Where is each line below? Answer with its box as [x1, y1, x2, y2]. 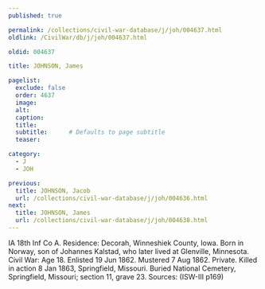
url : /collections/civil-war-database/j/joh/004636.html [15, 194, 208, 202]
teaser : [15, 136, 41, 144]
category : [8, 150, 41, 158]
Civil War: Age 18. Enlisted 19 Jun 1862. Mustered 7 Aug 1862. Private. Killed [8, 255, 258, 264]
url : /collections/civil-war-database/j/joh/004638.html [15, 217, 208, 225]
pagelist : [8, 76, 41, 84]
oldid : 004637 [8, 48, 56, 56]
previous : [8, 179, 41, 187]
